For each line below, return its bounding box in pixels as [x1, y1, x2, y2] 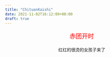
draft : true [5, 16, 29, 21]
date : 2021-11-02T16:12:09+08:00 [5, 12, 73, 17]
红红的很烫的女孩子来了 [58, 47, 106, 53]
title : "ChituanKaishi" [5, 7, 54, 12]
